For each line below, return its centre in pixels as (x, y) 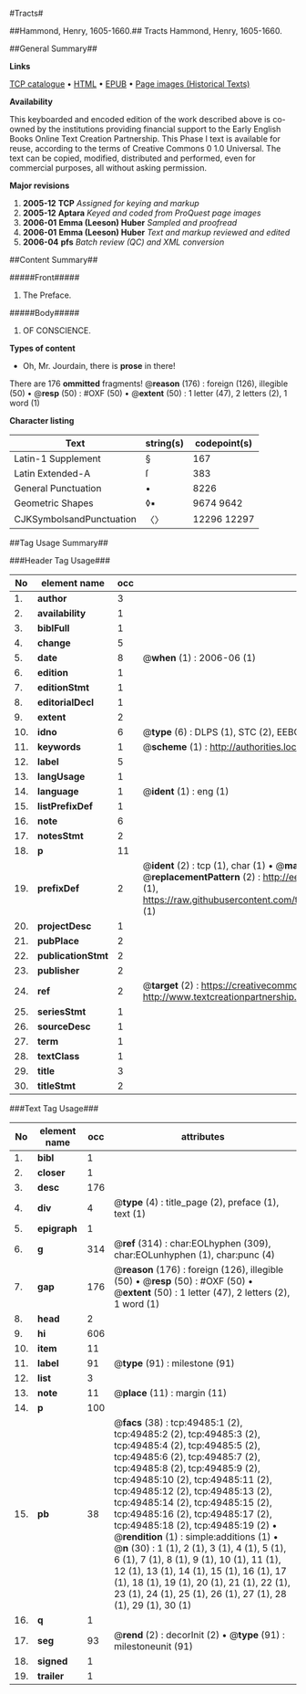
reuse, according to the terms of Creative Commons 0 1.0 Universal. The (145, 148)
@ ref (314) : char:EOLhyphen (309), (192, 1243)
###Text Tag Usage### (54, 1108)
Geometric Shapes (54, 503)
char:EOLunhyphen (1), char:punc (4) (194, 1255)
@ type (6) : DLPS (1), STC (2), (209, 732)
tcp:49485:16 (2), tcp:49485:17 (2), (193, 1514)
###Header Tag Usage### (60, 560)
